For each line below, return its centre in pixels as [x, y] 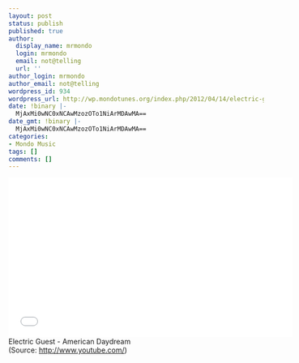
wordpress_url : [34, 99]
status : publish [36, 23]
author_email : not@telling [54, 83]
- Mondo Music [32, 144]
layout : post [30, 16]
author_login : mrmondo [47, 76]
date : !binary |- [38, 106]
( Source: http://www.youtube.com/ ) [68, 350]
